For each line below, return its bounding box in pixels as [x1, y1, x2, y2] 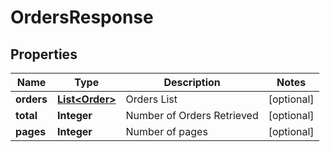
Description [163, 76, 221, 89]
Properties [10, 46, 78, 63]
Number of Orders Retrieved [125, 109, 259, 122]
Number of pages [125, 125, 208, 138]
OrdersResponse [10, 6, 154, 29]
